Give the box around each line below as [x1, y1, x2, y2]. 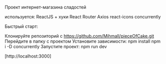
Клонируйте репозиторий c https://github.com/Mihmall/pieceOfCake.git [4, 33, 155, 39]
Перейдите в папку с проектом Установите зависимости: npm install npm [4, 38, 161, 44]
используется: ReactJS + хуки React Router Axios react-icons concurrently [4, 14, 161, 19]
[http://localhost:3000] [4, 53, 52, 59]
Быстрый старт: [4, 23, 38, 29]
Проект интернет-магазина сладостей [4, 4, 87, 10]
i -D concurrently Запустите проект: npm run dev [4, 44, 107, 49]
